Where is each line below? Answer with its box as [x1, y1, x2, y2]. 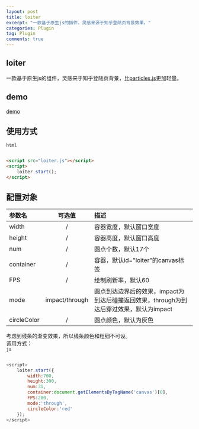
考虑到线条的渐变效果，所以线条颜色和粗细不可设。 [6, 332, 131, 339]
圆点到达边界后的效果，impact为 [94, 287, 185, 295]
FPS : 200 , [27, 395, 49, 401]
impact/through [45, 295, 89, 304]
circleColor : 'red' [27, 406, 73, 412]
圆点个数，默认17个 [94, 245, 150, 253]
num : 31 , [27, 384, 46, 390]
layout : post [6, 8, 38, 15]
